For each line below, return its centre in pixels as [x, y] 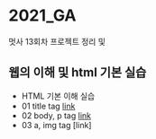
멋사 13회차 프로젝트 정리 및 [57, 41]
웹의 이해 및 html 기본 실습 [78, 73]
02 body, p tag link [56, 115]
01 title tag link [48, 106]
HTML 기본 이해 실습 [58, 96]
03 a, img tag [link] [56, 125]
